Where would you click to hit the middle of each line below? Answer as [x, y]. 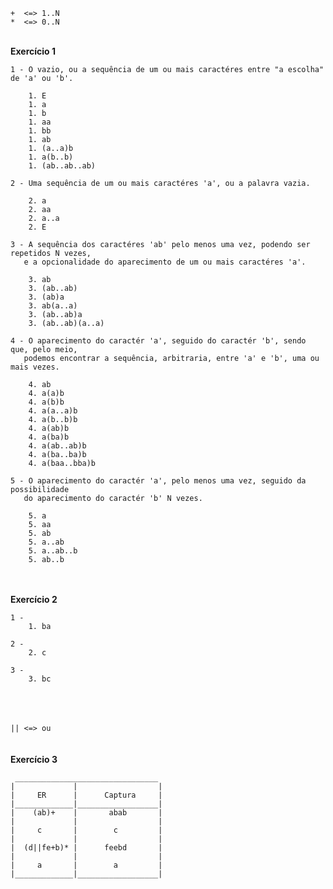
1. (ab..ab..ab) [62, 166]
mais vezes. [35, 367]
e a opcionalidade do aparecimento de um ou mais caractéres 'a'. [165, 262]
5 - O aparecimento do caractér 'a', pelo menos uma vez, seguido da [158, 481]
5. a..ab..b [53, 551]
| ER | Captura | [86, 795]
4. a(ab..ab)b [57, 446]
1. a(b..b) [51, 157]
